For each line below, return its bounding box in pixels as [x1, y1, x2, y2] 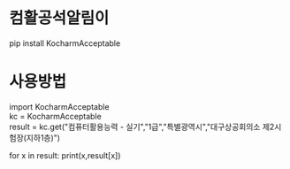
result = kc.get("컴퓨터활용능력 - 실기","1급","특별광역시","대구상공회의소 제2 [9, 121, 275, 132]
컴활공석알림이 [9, 8, 110, 28]
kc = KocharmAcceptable [9, 111, 102, 121]
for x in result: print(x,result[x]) [9, 150, 121, 160]
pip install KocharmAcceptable [9, 37, 121, 49]
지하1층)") [26, 132, 60, 142]
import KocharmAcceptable [9, 101, 110, 111]
